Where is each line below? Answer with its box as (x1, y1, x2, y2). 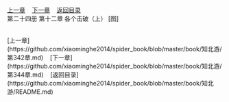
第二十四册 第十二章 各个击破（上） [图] (7, 14, 119, 23)
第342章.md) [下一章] (7, 53, 73, 62)
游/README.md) (7, 88, 53, 96)
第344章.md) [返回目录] (7, 71, 79, 79)
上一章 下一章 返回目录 (7, 6, 81, 14)
